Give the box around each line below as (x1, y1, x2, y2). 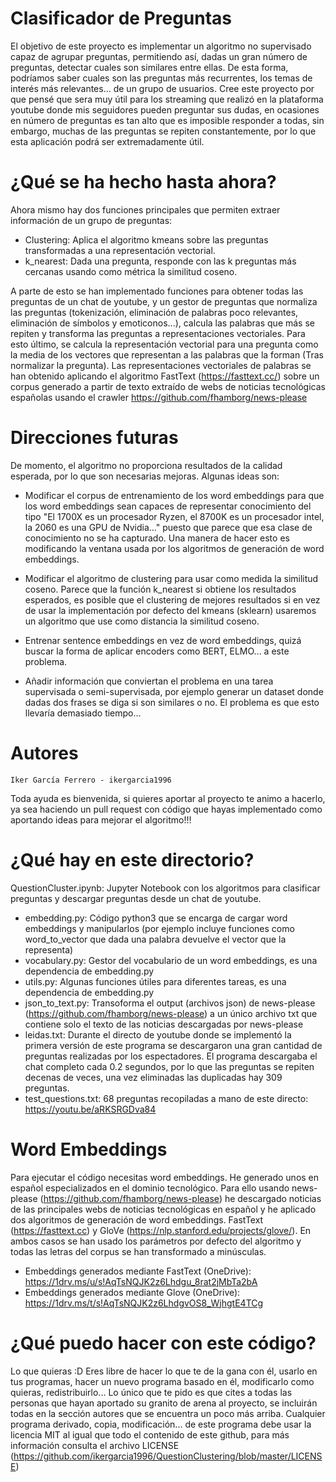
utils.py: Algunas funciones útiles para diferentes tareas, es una (24, 975, 287, 987)
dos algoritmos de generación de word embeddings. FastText (10, 1213, 264, 1226)
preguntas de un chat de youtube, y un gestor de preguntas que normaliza (10, 295, 318, 307)
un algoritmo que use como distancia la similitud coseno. (24, 615, 260, 627)
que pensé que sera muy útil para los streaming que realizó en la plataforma (10, 93, 324, 105)
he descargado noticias (224, 1192, 322, 1204)
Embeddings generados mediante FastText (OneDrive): (24, 1265, 252, 1277)
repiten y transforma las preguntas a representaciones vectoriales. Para (10, 327, 306, 339)
